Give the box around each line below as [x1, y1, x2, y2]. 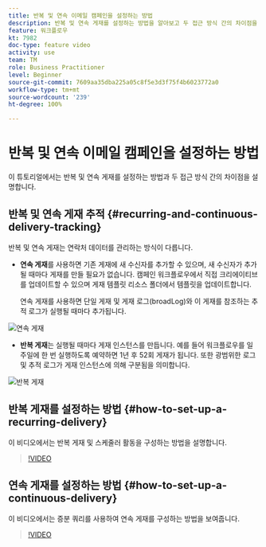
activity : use [8, 49, 56, 57]
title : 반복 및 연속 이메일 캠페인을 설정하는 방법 [8, 11, 153, 20]
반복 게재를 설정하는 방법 [8, 403, 122, 416]
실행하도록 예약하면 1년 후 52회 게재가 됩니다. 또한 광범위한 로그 [58, 350, 256, 359]
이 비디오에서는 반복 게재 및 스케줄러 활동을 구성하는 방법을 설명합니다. [8, 437, 227, 447]
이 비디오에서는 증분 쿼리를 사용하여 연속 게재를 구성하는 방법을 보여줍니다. [8, 514, 241, 523]
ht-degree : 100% [8, 100, 62, 108]
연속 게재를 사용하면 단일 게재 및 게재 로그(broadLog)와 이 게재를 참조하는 [19, 296, 250, 306]
